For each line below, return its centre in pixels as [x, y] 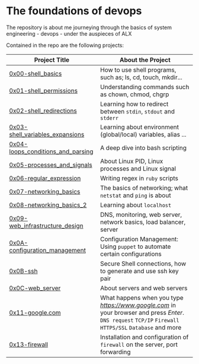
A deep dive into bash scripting [144, 148]
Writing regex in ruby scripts [139, 178]
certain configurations [131, 254]
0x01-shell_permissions [44, 90]
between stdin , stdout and [137, 111]
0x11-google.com [35, 312]
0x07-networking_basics [45, 191]
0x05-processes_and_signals [51, 164]
